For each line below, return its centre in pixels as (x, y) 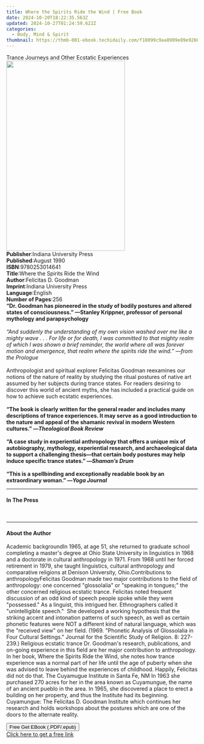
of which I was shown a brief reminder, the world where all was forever (95, 345)
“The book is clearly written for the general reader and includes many (96, 409)
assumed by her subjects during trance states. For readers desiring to (93, 383)
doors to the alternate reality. (42, 715)
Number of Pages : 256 (34, 299)
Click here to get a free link (40, 734)
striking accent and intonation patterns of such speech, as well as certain (98, 617)
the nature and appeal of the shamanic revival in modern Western (90, 422)
